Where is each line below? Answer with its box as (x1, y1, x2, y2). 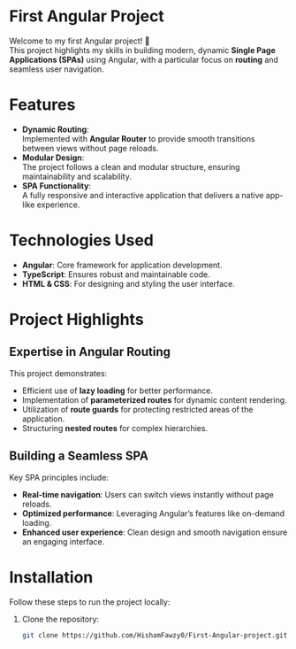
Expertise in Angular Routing (9, 344, 171, 359)
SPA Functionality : (21, 180, 91, 191)
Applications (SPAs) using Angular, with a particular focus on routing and (9, 54, 278, 65)
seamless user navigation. (9, 64, 104, 74)
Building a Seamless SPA (9, 449, 148, 464)
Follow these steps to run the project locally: (9, 596, 171, 607)
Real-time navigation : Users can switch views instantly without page (21, 489, 274, 499)
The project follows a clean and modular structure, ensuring (21, 161, 240, 172)
